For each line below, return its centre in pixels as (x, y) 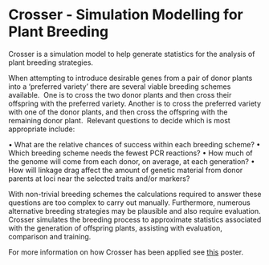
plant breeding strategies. (51, 62)
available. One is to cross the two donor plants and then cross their (120, 94)
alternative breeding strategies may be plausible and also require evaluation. (134, 211)
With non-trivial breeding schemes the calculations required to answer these (135, 194)
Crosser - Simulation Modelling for (126, 15)
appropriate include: (42, 129)
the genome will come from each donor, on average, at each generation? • (132, 161)
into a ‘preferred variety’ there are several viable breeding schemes (120, 86)
